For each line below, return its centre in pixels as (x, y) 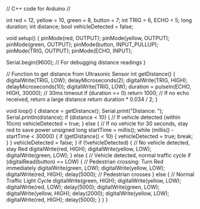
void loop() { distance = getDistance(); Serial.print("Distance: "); (85, 111)
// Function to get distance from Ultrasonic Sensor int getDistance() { (91, 74)
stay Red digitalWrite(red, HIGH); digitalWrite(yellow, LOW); (79, 149)
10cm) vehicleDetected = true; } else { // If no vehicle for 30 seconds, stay (97, 124)
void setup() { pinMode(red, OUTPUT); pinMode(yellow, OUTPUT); (88, 38)
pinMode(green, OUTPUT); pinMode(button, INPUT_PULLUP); (82, 44)
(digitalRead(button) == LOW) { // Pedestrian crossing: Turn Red (85, 162)
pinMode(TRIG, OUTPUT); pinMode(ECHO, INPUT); (69, 51)
